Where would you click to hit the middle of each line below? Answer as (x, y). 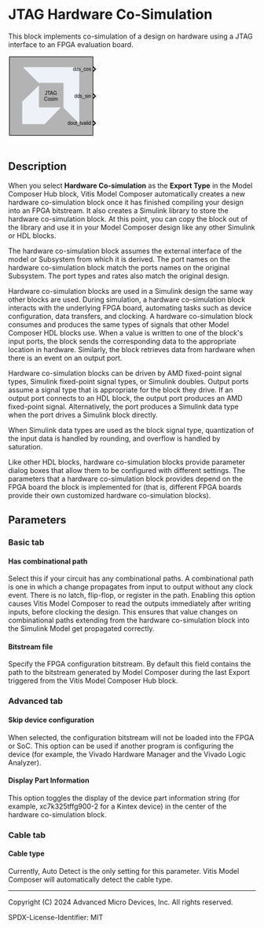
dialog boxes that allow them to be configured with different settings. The (127, 470)
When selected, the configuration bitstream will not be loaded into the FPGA (131, 737)
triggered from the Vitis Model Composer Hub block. (93, 680)
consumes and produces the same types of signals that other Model (119, 325)
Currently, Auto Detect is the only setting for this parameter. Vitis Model (124, 871)
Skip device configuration (51, 720)
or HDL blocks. (32, 235)
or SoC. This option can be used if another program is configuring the (121, 746)
